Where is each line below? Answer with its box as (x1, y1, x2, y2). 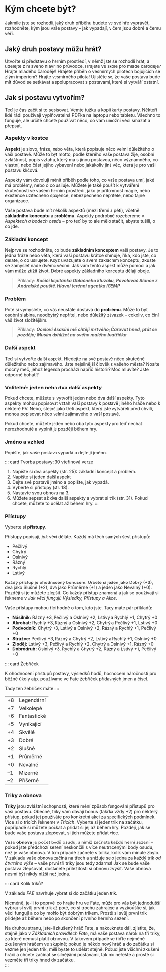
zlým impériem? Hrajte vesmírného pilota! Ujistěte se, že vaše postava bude (5, 73, 160, 80)
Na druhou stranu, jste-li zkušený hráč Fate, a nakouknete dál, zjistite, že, (5, 925, 155, 931)
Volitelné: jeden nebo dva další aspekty (5, 384, 102, 390)
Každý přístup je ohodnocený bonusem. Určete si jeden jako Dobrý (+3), (5, 579, 154, 585)
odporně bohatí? (5, 371, 39, 378)
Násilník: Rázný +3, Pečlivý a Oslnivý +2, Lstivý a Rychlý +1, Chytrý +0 (12, 614, 158, 620)
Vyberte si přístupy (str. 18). (12, 485, 69, 491)
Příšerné (19, 777, 39, 784)
